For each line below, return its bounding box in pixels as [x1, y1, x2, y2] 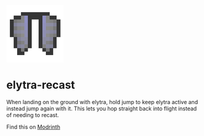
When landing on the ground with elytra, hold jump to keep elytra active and [6, 98, 198, 105]
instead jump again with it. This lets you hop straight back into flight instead [6, 105, 197, 112]
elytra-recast [6, 78, 75, 92]
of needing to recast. [6, 111, 59, 118]
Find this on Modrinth [6, 123, 61, 130]
